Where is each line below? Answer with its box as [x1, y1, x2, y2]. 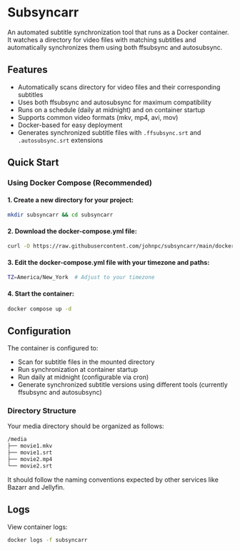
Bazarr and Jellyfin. [7, 482, 65, 491]
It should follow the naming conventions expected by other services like [7, 475, 219, 484]
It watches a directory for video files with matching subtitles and [7, 35, 196, 44]
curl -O [7, 243, 31, 250]
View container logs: [7, 522, 68, 531]
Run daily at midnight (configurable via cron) [17, 373, 149, 382]
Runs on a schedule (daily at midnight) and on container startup [17, 105, 206, 114]
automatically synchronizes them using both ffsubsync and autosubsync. [7, 43, 223, 51]
